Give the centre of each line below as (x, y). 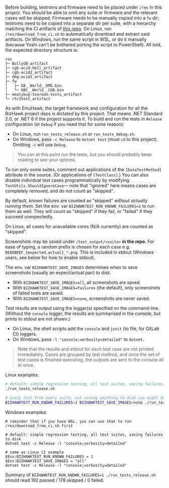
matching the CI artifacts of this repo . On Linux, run (58, 29)
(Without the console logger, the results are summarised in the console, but (83, 313)
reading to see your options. (47, 160)
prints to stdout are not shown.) (38, 319)
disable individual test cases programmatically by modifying (67, 180)
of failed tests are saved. (38, 293)
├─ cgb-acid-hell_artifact (33, 68)
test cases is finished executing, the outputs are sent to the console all (91, 360)
